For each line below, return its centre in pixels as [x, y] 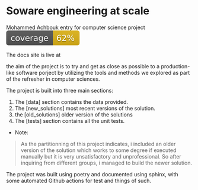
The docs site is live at [33, 55]
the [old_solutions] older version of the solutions [74, 115]
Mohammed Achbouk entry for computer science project [76, 27]
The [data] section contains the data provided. [71, 102]
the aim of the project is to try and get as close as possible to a [83, 66]
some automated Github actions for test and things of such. [79, 180]
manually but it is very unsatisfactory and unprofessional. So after [101, 156]
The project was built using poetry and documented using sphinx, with [92, 174]
